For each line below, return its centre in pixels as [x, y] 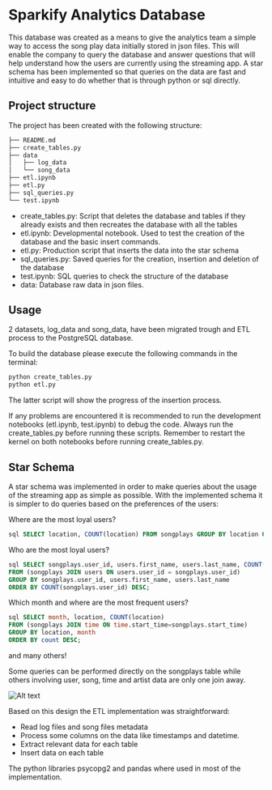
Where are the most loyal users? [62, 519]
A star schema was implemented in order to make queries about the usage [133, 486]
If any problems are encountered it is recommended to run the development [135, 416]
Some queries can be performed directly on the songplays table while [125, 671]
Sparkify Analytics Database [107, 15]
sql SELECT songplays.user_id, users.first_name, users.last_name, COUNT [136, 564]
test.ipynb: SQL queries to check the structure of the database [124, 276]
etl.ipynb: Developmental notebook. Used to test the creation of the [132, 233]
